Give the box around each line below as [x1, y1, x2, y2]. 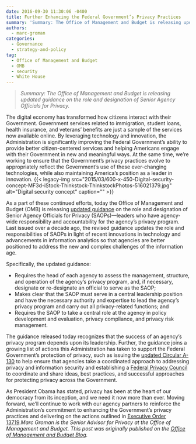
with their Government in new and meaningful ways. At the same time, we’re [6, 151, 189, 158]
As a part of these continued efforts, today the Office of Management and [6, 199, 184, 206]
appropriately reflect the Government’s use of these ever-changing [6, 163, 167, 170]
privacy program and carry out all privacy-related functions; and [14, 303, 169, 310]
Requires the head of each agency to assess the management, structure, [14, 272, 190, 279]
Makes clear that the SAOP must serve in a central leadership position [14, 291, 183, 298]
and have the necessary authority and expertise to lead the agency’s [14, 297, 180, 304]
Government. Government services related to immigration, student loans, [6, 120, 181, 127]
